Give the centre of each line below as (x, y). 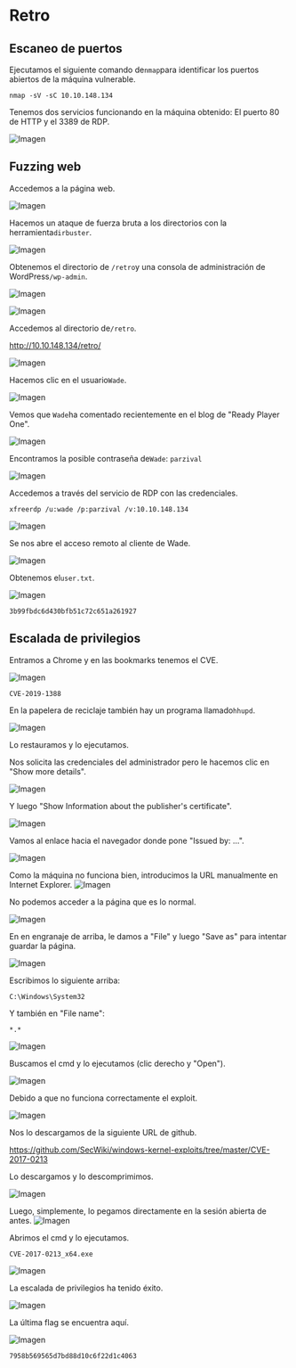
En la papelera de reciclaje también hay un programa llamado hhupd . (132, 710)
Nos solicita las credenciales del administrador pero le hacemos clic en (139, 762)
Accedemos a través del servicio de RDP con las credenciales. (124, 493)
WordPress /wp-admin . (48, 276)
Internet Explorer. (41, 884)
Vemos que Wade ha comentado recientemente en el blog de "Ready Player (144, 414)
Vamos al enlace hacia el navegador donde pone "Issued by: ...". (127, 840)
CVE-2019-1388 (36, 693)
